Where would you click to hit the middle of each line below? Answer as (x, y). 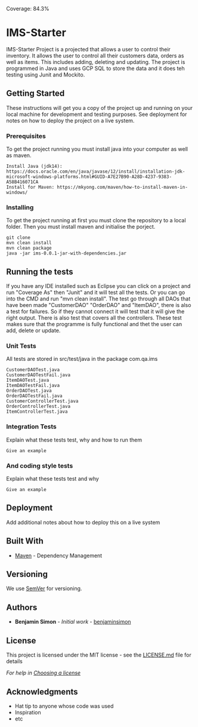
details (14, 661)
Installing (20, 207)
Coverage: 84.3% (28, 9)
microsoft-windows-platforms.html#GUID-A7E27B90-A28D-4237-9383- (89, 177)
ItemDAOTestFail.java (33, 386)
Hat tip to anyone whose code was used (64, 706)
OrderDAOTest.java (29, 391)
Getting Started (35, 93)
